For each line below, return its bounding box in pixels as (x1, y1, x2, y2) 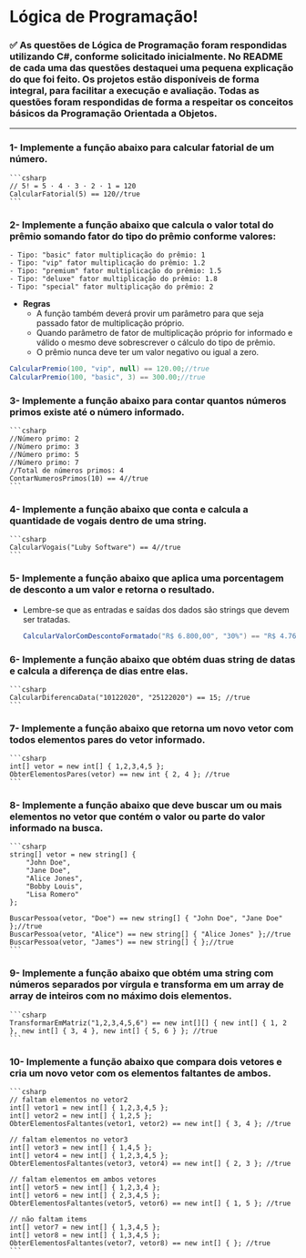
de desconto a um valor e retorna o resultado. (9, 583, 216, 596)
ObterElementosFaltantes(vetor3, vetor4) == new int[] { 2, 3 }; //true (9, 1159, 291, 1169)
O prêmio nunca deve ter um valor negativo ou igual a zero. (36, 347, 260, 358)
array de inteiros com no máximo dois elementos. (9, 989, 232, 1002)
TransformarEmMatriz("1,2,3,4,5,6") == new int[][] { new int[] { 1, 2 (9, 1018, 287, 1028)
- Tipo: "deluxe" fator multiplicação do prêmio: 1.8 (9, 275, 219, 284)
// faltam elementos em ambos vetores (9, 1175, 157, 1184)
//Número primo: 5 (9, 451, 79, 460)
